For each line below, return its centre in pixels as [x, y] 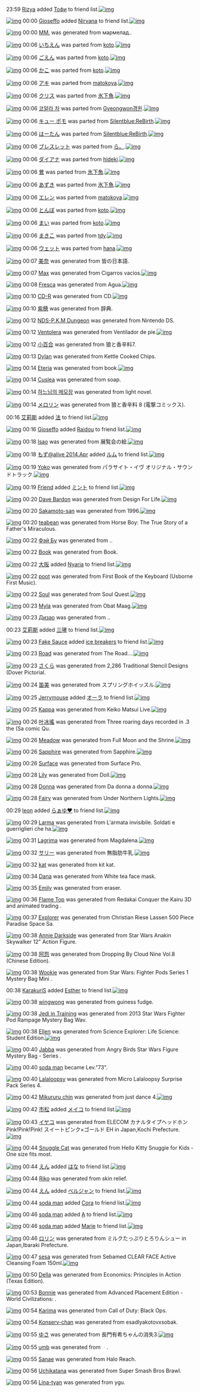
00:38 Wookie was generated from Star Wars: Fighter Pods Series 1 [106, 972]
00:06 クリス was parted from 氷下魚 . [69, 95]
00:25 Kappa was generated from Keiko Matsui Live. [87, 709]
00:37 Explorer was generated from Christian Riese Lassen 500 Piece [108, 917]
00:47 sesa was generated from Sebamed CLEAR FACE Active [99, 1256]
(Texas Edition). [25, 1281]
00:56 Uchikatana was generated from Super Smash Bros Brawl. [102, 1371]
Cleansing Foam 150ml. [35, 1263]
